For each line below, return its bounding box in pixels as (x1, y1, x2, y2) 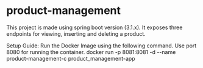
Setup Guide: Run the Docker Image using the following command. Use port (6, 42, 197, 49)
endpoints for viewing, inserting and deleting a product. (6, 30, 146, 37)
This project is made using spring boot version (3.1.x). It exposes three (6, 24, 183, 31)
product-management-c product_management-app (6, 55, 135, 62)
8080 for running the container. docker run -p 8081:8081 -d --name (6, 48, 176, 55)
